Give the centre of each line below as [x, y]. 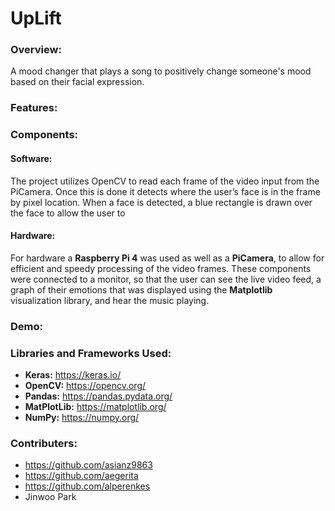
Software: [31, 158]
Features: [34, 108]
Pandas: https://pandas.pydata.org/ [98, 396]
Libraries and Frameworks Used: [91, 353]
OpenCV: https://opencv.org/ [85, 385]
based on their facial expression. [77, 82]
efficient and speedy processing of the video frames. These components [161, 268]
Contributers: [44, 443]
